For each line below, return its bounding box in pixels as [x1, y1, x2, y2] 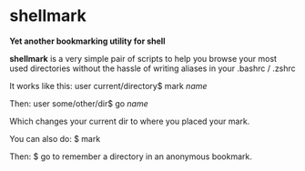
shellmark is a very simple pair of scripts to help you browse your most [9, 53, 278, 64]
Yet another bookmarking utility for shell [9, 35, 166, 46]
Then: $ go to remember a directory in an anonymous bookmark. [9, 151, 253, 162]
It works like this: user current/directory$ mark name [9, 80, 208, 91]
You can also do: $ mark [9, 133, 101, 144]
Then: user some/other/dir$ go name [9, 97, 148, 109]
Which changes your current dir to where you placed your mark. [9, 116, 250, 126]
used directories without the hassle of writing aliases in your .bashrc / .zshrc [9, 63, 296, 74]
